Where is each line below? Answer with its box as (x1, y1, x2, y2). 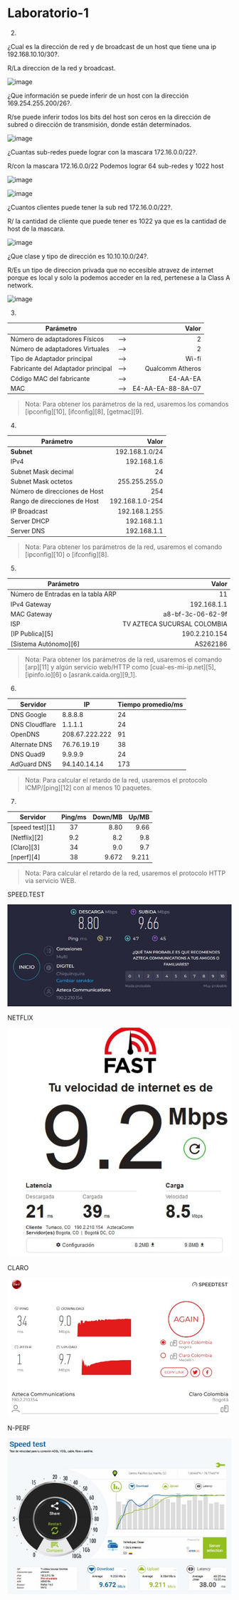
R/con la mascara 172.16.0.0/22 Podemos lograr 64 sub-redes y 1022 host (7, 162, 224, 170)
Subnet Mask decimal (10, 467, 74, 476)
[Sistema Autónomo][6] (10, 639, 80, 648)
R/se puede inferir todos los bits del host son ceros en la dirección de (7, 113, 211, 121)
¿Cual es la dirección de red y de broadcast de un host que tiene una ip (7, 42, 217, 51)
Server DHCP (10, 516, 50, 525)
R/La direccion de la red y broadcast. (7, 63, 116, 72)
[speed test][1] (10, 823, 55, 832)
